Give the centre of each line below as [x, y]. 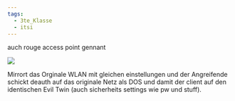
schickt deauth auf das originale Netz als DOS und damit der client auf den [117, 82]
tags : [15, 14]
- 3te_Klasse [33, 21]
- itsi [23, 27]
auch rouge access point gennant [57, 48]
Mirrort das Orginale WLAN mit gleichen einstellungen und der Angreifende [117, 75]
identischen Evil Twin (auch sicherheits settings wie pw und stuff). [104, 90]
